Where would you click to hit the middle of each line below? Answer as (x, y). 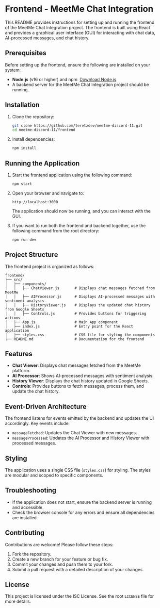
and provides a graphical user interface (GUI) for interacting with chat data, (80, 33)
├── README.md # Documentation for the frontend (75, 339)
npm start (22, 184)
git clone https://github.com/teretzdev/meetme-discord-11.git (77, 125)
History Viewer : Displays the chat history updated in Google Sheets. (80, 381)
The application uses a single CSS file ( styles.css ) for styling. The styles (78, 470)
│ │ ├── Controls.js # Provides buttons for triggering (76, 313)
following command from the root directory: (56, 230)
